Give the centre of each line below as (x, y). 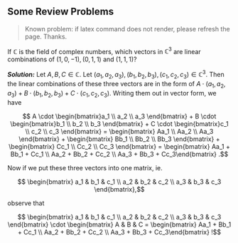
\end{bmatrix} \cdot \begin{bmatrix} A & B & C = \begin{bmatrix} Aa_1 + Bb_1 (119, 224)
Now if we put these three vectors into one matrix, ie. (85, 167)
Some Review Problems (61, 12)
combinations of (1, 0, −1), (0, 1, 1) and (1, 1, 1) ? (72, 59)
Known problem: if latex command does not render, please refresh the (127, 29)
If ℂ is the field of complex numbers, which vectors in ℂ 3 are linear (104, 51)
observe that (26, 203)
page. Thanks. (46, 36)
